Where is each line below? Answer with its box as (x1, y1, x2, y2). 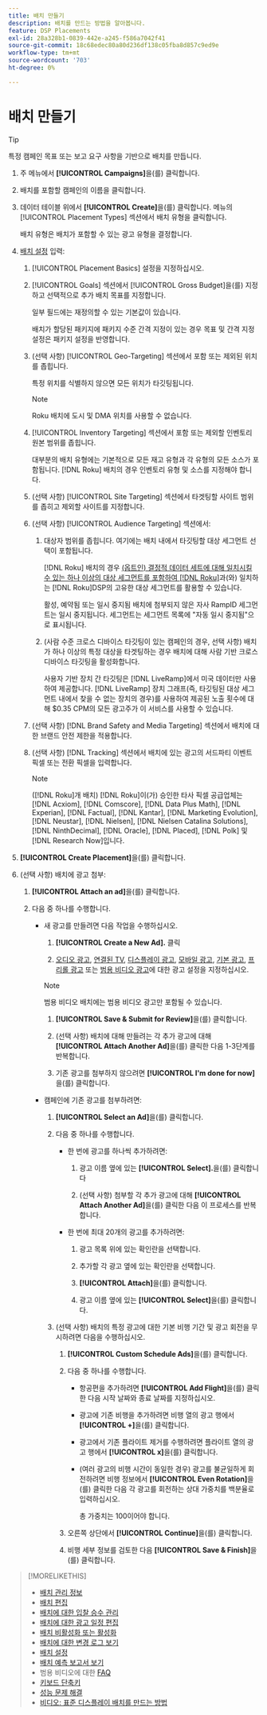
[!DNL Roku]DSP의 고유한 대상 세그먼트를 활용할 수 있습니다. (52, 582, 242, 592)
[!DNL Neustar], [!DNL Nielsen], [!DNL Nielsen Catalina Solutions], (31, 816, 249, 826)
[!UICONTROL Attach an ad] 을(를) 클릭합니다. (31, 886, 180, 896)
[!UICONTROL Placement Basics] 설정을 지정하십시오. (31, 263, 205, 273)
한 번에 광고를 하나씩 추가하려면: (67, 1145, 168, 1156)
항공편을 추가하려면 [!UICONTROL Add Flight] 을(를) (79, 1383, 245, 1393)
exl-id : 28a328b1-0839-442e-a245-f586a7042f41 (8, 34, 166, 42)
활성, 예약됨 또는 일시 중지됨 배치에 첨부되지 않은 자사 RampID (43, 599, 238, 609)
